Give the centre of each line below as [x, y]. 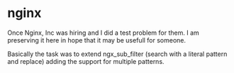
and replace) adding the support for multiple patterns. [86, 61]
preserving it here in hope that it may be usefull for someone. [97, 40]
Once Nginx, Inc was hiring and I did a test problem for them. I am [104, 33]
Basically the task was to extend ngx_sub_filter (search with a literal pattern [117, 54]
